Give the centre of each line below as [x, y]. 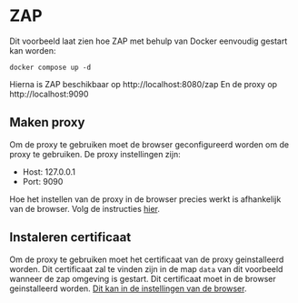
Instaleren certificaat [70, 237]
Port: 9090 [43, 181]
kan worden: [33, 50]
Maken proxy [47, 122]
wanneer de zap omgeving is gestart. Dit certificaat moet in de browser [143, 278]
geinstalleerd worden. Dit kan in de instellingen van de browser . [128, 288]
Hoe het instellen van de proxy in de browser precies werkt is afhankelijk [145, 199]
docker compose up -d [50, 67]
